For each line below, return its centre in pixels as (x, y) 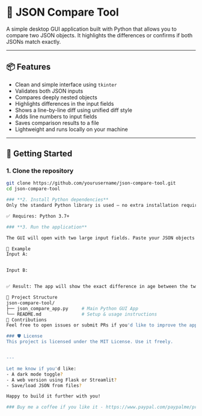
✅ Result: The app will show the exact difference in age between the (97, 287)
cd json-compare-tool (33, 189)
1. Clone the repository (40, 171)
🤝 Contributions (26, 320)
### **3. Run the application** (47, 227)
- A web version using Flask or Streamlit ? (62, 380)
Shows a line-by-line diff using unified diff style (73, 110)
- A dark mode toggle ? (35, 374)
